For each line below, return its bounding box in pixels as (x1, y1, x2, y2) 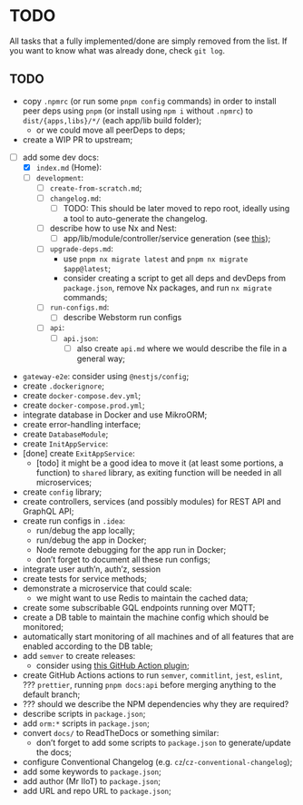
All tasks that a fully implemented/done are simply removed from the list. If (9, 35, 288, 46)
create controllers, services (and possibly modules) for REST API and (22, 496, 281, 506)
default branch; (22, 689, 81, 700)
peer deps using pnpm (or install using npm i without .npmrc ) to (22, 105, 254, 116)
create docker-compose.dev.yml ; (22, 389, 142, 400)
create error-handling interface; (22, 418, 142, 429)
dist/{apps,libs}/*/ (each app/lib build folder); (22, 114, 202, 125)
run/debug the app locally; (35, 525, 136, 535)
